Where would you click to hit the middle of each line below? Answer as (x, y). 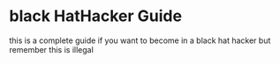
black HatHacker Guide (96, 16)
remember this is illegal (52, 49)
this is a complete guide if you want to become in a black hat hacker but (140, 40)
